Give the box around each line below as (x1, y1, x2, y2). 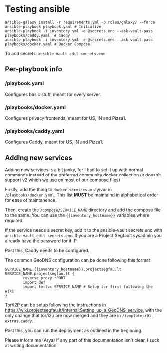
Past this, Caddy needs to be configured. (5, 248, 90, 254)
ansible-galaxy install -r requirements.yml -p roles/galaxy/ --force (5, 20, 155, 25)
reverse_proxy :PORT (23, 276, 66, 281)
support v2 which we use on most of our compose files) (5, 177, 121, 183)
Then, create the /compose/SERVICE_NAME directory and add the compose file (5, 207, 161, 213)
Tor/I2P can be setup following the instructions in (5, 302, 106, 308)
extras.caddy (5, 319, 32, 324)
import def (23, 280, 46, 285)
